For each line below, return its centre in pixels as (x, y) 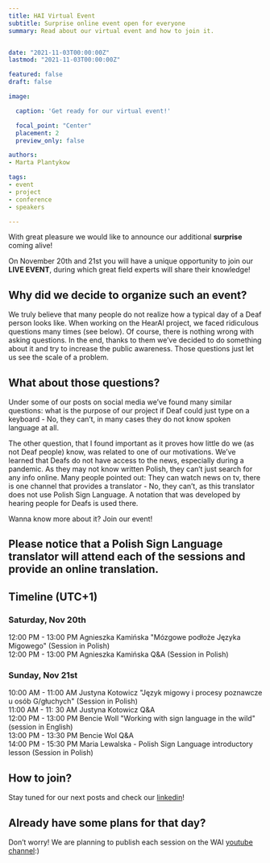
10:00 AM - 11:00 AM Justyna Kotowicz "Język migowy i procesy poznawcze (135, 693)
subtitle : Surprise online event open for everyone (97, 23)
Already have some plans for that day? (107, 823)
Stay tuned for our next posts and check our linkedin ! (97, 798)
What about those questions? (84, 382)
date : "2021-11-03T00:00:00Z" (59, 52)
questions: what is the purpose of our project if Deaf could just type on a (129, 411)
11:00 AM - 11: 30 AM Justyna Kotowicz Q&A (82, 710)
